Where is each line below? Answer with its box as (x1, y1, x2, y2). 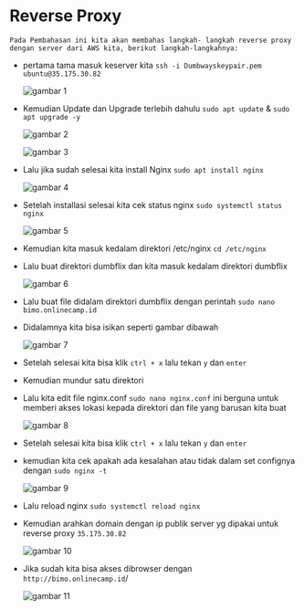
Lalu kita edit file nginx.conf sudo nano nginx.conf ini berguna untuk (22, 392, 279, 403)
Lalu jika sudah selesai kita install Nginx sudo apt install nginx (22, 163, 265, 174)
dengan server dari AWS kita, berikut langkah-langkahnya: (9, 43, 239, 53)
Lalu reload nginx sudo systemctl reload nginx (22, 500, 201, 511)
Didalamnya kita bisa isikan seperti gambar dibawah (22, 321, 219, 332)
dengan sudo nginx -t (22, 465, 108, 476)
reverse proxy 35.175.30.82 (22, 527, 127, 539)
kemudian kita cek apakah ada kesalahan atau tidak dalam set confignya (22, 455, 296, 466)
